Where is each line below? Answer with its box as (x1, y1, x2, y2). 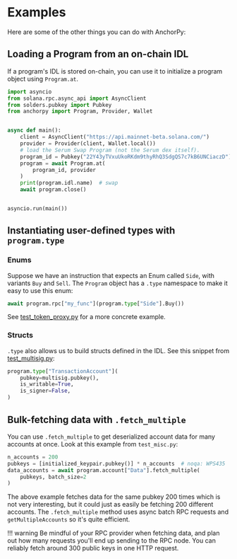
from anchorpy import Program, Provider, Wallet (7, 108, 153, 115)
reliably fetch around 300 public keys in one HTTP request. (7, 544, 179, 553)
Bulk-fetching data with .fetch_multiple (7, 413, 186, 425)
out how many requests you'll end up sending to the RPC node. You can (7, 536, 217, 545)
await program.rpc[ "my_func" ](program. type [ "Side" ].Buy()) (7, 300, 185, 307)
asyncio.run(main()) (7, 205, 68, 212)
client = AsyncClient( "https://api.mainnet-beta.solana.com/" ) (20, 134, 210, 141)
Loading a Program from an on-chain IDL (7, 48, 189, 60)
